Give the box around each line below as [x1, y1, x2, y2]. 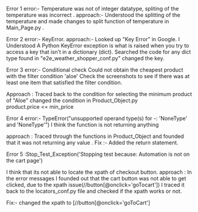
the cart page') [6, 157, 43, 164]
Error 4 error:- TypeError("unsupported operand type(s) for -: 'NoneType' [6, 115, 187, 122]
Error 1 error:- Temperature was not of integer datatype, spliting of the [6, 5, 179, 12]
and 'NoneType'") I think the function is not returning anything [6, 121, 159, 128]
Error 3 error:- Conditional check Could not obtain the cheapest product [6, 66, 184, 73]
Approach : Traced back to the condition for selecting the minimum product [6, 91, 193, 97]
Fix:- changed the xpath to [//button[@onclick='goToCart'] [6, 199, 151, 206]
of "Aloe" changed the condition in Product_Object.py [6, 97, 138, 104]
